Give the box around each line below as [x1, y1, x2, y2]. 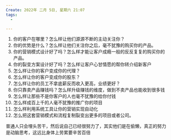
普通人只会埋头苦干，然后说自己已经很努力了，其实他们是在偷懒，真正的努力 [6, 123, 166, 129]
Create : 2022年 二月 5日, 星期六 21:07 [6, 7, 85, 13]
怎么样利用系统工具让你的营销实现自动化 [13, 106, 98, 112]
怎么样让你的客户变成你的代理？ [13, 68, 80, 74]
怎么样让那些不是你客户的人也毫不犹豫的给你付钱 [13, 93, 116, 99]
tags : [6, 12, 17, 17]
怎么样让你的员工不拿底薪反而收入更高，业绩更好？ [13, 80, 121, 87]
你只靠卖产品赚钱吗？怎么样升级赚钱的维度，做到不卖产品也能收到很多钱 [13, 87, 165, 93]
